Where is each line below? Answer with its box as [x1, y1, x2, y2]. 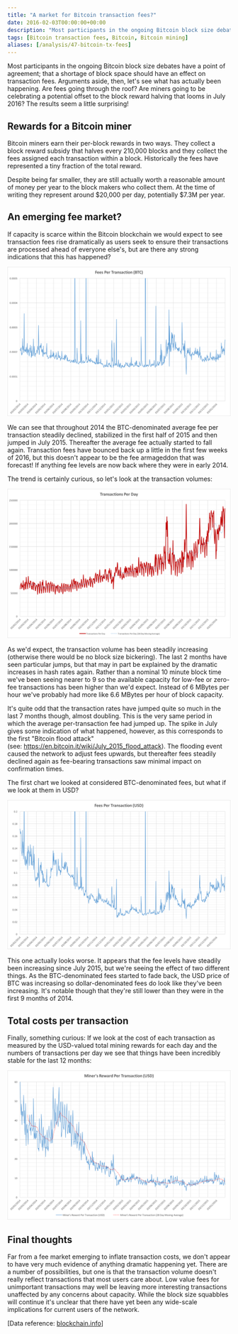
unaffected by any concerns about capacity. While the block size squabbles [7, 1290, 229, 1298]
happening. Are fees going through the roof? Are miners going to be [7, 85, 205, 93]
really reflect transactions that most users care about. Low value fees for [7, 1275, 220, 1284]
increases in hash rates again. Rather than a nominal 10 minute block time [7, 668, 222, 676]
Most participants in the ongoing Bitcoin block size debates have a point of [7, 62, 226, 70]
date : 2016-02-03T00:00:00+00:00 [7, 18, 106, 26]
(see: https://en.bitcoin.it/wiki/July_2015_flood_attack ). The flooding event [7, 742, 223, 751]
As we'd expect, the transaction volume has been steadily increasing [7, 645, 208, 654]
